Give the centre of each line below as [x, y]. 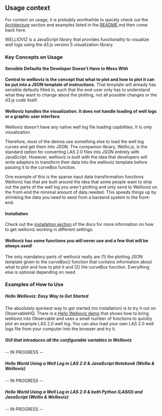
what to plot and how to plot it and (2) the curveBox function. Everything [77, 267]
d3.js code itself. [21, 100]
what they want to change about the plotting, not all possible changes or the [81, 95]
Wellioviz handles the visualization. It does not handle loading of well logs [81, 111]
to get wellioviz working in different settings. [49, 229]
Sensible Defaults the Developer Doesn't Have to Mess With [67, 69]
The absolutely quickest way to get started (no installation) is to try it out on [81, 308]
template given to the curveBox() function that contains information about [78, 262]
